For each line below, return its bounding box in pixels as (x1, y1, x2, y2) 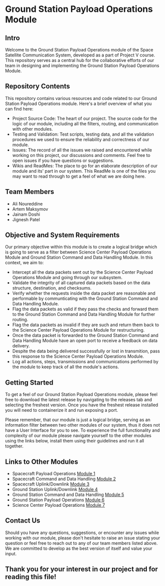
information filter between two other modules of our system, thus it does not (5, 422, 160, 428)
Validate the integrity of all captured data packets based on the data (12, 280, 150, 286)
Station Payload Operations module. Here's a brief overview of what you (5, 100, 152, 106)
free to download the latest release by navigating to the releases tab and (5, 397, 152, 403)
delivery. (12, 343, 30, 349)
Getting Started (5, 378, 54, 387)
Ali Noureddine (12, 200, 43, 206)
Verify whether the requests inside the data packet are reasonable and (12, 291, 156, 296)
